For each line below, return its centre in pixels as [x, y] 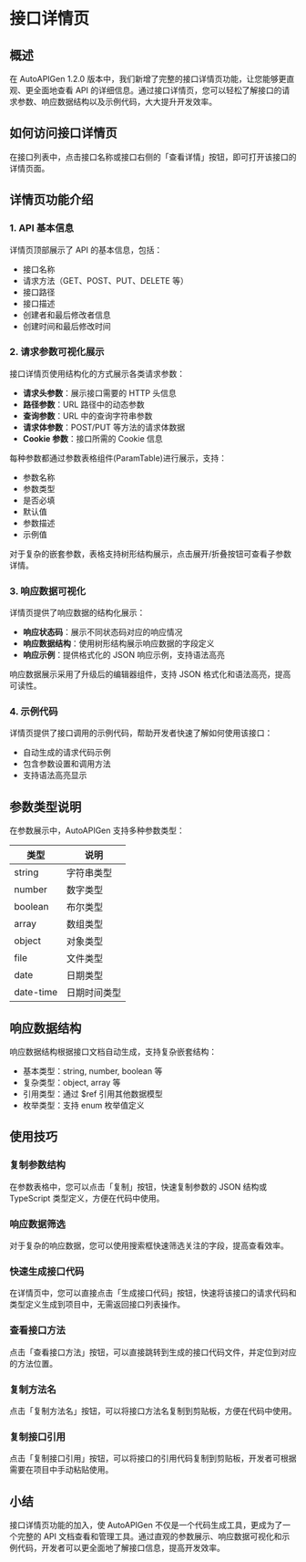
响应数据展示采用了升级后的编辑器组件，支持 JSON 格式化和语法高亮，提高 [150, 674]
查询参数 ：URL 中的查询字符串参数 [87, 415]
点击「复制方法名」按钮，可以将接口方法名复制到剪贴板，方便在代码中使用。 [153, 1411]
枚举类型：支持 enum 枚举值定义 [83, 1106]
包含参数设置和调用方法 [66, 764]
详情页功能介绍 [51, 200]
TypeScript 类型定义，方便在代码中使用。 [87, 1198]
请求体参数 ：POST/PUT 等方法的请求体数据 [104, 427]
